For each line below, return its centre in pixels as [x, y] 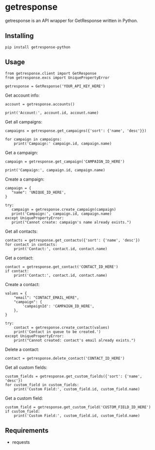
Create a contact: [22, 284]
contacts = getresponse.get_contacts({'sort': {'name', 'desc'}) [72, 240]
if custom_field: [23, 411]
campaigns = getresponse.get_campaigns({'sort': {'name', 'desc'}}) [76, 131]
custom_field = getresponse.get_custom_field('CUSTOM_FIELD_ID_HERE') [78, 407]
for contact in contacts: [31, 245]
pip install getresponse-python [38, 47]
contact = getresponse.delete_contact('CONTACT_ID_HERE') [65, 358]
